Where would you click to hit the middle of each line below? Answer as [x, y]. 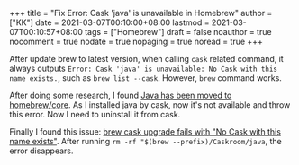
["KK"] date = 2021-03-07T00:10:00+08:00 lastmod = [109, 22]
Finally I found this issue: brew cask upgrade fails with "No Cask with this [145, 132]
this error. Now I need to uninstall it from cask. [95, 114]
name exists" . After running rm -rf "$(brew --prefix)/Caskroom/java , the [145, 141]
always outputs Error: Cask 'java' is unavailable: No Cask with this [143, 68]
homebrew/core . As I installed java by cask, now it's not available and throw [150, 105]
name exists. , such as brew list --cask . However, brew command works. [145, 78]
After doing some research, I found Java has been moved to [121, 95]
